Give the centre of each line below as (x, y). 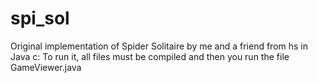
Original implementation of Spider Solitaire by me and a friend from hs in (159, 46)
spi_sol (40, 18)
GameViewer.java (46, 67)
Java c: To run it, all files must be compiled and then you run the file (150, 56)
